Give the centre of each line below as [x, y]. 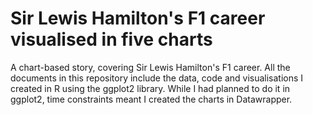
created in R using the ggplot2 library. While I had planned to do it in [150, 88]
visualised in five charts [111, 39]
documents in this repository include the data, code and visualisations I [157, 78]
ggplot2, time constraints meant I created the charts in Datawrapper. [151, 99]
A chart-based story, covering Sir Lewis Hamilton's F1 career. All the [150, 67]
